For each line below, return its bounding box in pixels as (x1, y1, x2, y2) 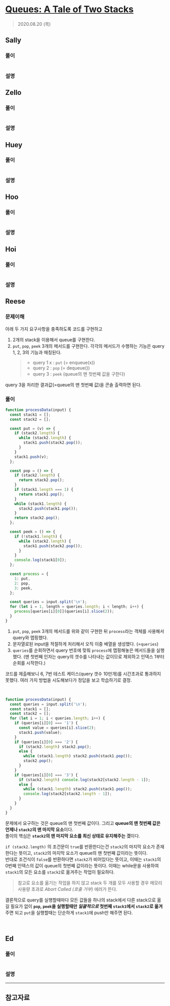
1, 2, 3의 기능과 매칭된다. (12, 349, 62, 355)
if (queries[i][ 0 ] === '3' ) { (14, 773, 78, 778)
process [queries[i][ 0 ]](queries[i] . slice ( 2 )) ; (14, 609, 114, 614)
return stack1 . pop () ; (18, 491, 65, 497)
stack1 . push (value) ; (18, 730, 62, 735)
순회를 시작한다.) (12, 660, 46, 666)
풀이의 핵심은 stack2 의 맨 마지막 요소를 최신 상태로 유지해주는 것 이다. (5, 832, 140, 839)
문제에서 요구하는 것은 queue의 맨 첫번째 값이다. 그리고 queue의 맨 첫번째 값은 (5, 820, 161, 826)
